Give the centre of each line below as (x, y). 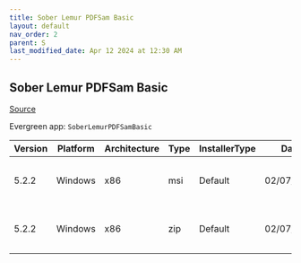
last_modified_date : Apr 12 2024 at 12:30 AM (95, 51)
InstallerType (228, 148)
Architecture (132, 148)
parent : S (28, 43)
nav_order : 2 (34, 34)
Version (31, 148)
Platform (76, 148)
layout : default (39, 26)
